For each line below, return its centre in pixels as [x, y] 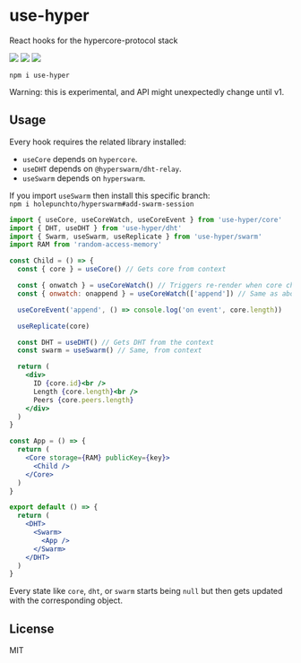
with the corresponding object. [66, 600]
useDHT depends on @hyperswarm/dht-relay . [102, 168]
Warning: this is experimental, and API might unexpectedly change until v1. [147, 91]
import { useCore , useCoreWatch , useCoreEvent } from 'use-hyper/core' [146, 220]
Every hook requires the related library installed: [98, 142]
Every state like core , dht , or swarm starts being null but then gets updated [146, 591]
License [32, 629]
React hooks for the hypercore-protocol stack [94, 40]
